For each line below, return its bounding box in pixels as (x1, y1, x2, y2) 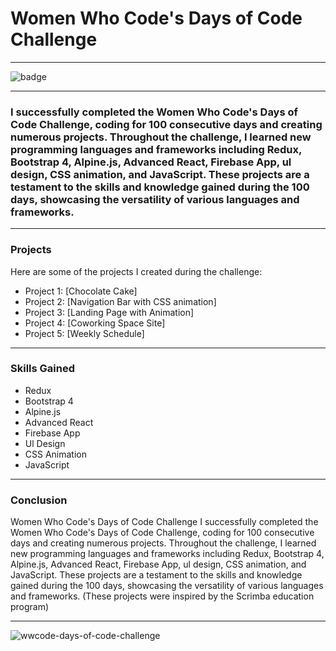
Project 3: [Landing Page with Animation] (24, 306, 195, 318)
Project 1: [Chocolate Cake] (24, 285, 138, 297)
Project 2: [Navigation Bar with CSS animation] (24, 295, 217, 307)
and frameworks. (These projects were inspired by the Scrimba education (10, 590, 315, 602)
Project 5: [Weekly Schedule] (24, 327, 145, 339)
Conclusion (10, 493, 68, 507)
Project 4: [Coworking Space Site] (24, 317, 166, 329)
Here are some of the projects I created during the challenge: (10, 265, 263, 277)
